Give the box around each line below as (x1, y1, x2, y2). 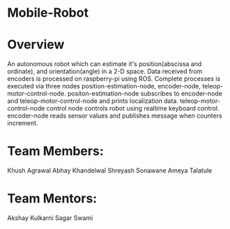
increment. (7, 119, 38, 127)
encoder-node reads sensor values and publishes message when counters (7, 111, 222, 120)
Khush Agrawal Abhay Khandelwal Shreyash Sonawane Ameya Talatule (7, 166, 213, 175)
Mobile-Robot (7, 5, 89, 21)
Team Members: (7, 143, 104, 159)
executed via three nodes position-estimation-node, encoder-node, (7, 82, 201, 90)
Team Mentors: (7, 191, 98, 207)
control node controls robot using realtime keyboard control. (46, 104, 220, 113)
